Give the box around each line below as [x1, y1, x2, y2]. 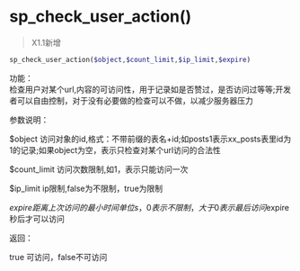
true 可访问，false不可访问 [9, 251, 108, 262]
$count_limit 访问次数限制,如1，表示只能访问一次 [9, 164, 189, 175]
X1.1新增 [31, 37, 61, 48]
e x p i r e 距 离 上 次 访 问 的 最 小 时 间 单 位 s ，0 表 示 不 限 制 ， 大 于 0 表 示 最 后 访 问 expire [9, 202, 290, 212]
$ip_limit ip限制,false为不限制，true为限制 [9, 183, 163, 194]
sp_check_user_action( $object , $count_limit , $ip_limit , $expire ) [9, 55, 251, 64]
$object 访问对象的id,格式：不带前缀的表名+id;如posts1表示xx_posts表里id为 [9, 133, 292, 144]
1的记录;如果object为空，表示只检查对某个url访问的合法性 [9, 144, 222, 155]
